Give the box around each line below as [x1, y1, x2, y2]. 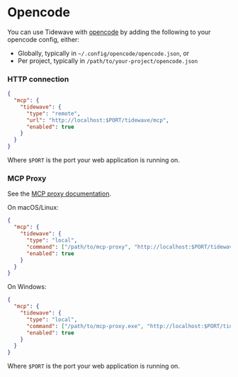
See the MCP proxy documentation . [7, 189, 112, 198]
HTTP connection [7, 74, 69, 84]
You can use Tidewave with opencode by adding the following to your [7, 28, 211, 36]
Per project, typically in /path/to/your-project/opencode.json [17, 56, 198, 64]
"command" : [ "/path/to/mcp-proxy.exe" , [25, 322, 144, 330]
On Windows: [7, 283, 47, 291]
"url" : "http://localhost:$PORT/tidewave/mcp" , [25, 116, 170, 124]
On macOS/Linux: [7, 203, 59, 212]
